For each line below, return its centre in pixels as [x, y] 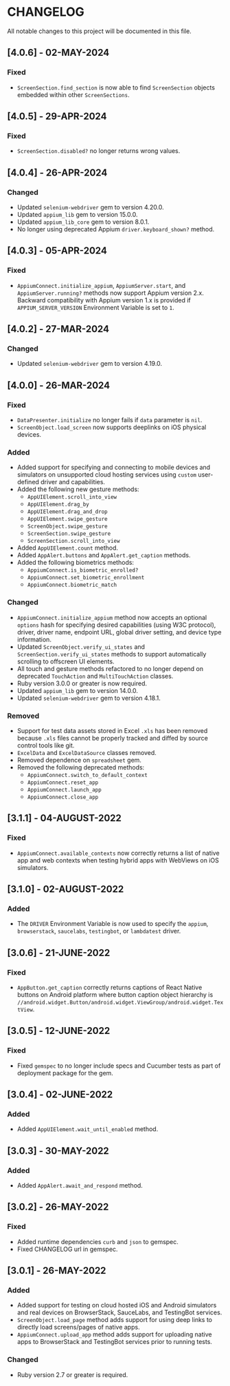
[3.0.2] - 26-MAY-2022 [58, 1207]
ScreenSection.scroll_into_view [73, 541]
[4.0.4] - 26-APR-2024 [57, 173]
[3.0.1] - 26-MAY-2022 [57, 1271]
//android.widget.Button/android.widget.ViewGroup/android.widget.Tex [120, 1003]
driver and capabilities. [73, 482]
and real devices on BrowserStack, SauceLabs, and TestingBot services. [119, 1312]
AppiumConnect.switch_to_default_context [87, 775]
